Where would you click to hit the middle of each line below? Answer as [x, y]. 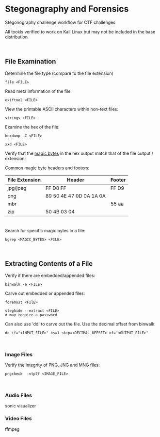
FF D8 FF [56, 188]
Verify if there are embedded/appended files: [50, 275]
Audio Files [19, 395]
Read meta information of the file [38, 91]
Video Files [18, 419]
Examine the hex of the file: [32, 127]
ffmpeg [12, 429]
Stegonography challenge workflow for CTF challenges [60, 22]
